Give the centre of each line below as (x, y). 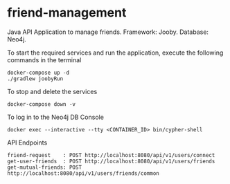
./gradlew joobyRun (35, 79)
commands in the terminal (44, 59)
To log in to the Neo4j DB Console (55, 117)
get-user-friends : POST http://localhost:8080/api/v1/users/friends (111, 161)
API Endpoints (27, 142)
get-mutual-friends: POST (44, 167)
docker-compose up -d (38, 73)
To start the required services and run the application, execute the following (115, 53)
